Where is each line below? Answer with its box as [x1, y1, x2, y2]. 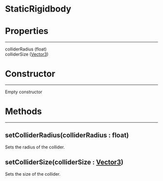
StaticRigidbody [5, 3, 71, 15]
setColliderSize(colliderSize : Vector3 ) [5, 158, 124, 166]
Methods [5, 106, 42, 117]
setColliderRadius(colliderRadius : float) [5, 131, 129, 139]
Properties [5, 26, 49, 37]
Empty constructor [5, 89, 43, 95]
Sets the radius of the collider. [5, 144, 65, 150]
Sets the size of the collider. [5, 171, 61, 177]
